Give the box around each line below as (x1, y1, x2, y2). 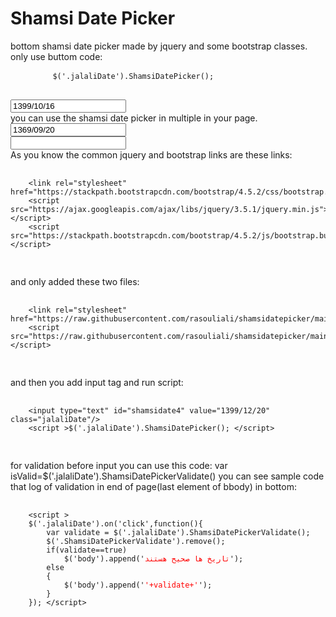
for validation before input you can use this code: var (10, 459, 228, 471)
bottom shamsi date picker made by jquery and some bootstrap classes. (10, 40, 308, 52)
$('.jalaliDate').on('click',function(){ (28, 518, 203, 529)
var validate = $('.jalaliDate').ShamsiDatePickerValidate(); (46, 527, 311, 537)
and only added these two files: (10, 275, 140, 287)
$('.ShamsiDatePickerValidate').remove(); (46, 536, 226, 546)
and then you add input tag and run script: (10, 376, 184, 388)
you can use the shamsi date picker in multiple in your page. (10, 112, 258, 124)
